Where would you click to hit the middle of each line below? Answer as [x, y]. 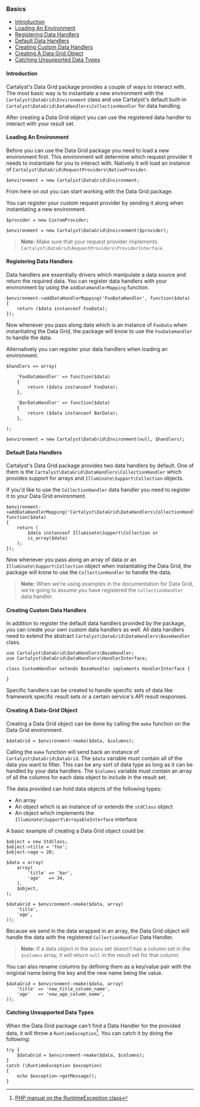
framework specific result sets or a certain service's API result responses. [97, 697]
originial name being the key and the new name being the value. [85, 972]
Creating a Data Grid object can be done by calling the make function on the [98, 723]
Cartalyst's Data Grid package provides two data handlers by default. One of [100, 465]
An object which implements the [54, 813]
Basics [16, 9]
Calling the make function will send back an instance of [73, 752]
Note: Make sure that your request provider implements [89, 241]
